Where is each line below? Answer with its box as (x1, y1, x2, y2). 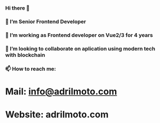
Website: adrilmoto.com (5, 108, 109, 120)
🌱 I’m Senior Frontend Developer (5, 18, 86, 25)
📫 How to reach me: (5, 65, 57, 72)
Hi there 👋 (5, 5, 30, 12)
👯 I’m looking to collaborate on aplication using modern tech (5, 45, 155, 52)
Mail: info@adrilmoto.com (5, 86, 117, 97)
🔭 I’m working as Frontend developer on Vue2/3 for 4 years (5, 31, 153, 38)
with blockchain (5, 51, 45, 58)
